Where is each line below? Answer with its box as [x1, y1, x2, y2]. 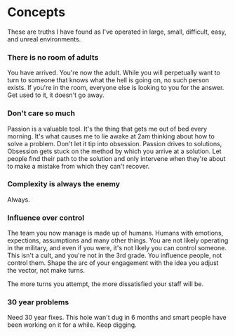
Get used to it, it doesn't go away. [7, 91, 105, 99]
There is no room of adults [7, 52, 99, 62]
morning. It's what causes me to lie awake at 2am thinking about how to [7, 131, 215, 141]
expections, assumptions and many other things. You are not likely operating [7, 236, 229, 245]
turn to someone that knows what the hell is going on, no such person [7, 76, 209, 84]
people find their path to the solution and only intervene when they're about [7, 154, 226, 162]
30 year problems [7, 297, 69, 307]
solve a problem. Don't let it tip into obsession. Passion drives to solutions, [7, 139, 222, 148]
